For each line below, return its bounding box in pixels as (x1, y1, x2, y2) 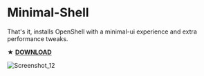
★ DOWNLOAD (7, 48, 52, 56)
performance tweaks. (7, 34, 68, 42)
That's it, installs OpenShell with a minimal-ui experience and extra (7, 27, 197, 36)
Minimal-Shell (7, 5, 89, 21)
